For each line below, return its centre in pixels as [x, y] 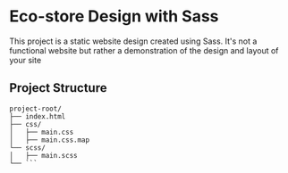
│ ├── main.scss [43, 155]
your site [25, 60]
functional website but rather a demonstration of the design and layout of [144, 50]
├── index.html [38, 116]
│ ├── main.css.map [50, 140]
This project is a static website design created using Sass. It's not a [133, 41]
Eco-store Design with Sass [114, 16]
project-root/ [36, 109]
